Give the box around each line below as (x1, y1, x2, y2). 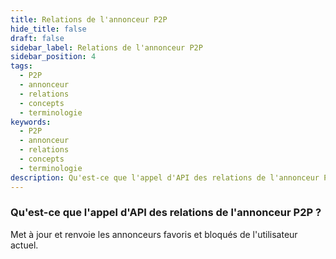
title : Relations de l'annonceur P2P (10, 14, 168, 25)
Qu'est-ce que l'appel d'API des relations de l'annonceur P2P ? (10, 206, 322, 220)
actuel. (10, 239, 39, 251)
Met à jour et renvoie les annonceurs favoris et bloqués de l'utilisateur (10, 228, 298, 240)
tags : (10, 61, 33, 71)
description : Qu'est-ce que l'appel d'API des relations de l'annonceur (10, 172, 320, 183)
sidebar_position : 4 (10, 52, 97, 62)
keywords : (10, 117, 52, 127)
